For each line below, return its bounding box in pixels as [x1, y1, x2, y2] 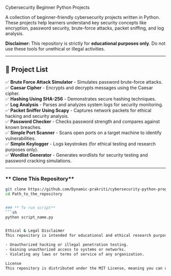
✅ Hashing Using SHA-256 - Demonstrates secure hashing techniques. [5, 95, 156, 102]
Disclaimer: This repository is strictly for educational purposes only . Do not [5, 40, 166, 46]
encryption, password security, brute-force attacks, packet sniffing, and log [5, 25, 164, 31]
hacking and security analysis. [5, 113, 69, 119]
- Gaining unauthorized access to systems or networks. [5, 247, 126, 252]
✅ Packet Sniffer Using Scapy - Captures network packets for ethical [5, 107, 152, 113]
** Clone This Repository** [5, 175, 75, 182]
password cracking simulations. [5, 158, 72, 164]
